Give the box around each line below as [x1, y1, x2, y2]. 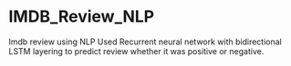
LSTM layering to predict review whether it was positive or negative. [8, 45, 265, 56]
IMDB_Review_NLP [8, 6, 155, 27]
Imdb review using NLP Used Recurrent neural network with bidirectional [8, 36, 282, 47]
